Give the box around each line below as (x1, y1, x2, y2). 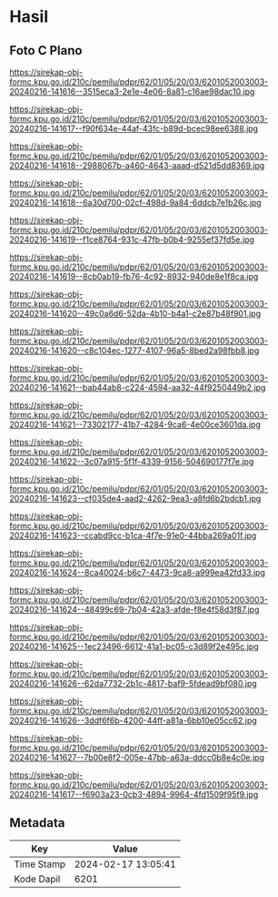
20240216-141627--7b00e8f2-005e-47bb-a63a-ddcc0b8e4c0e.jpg (9, 752, 265, 762)
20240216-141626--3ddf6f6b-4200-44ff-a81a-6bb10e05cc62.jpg (9, 715, 257, 726)
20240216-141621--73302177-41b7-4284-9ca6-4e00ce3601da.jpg (9, 419, 261, 430)
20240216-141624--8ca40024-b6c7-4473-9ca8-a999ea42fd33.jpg (9, 567, 265, 577)
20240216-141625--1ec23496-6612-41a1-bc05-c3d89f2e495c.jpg (9, 641, 259, 652)
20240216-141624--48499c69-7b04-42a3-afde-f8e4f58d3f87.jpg (9, 604, 260, 615)
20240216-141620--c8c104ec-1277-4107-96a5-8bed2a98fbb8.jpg (9, 345, 260, 356)
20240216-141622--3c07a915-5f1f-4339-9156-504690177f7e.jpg (9, 456, 254, 466)
